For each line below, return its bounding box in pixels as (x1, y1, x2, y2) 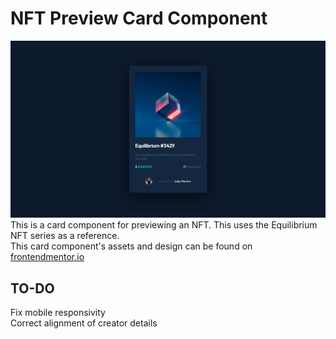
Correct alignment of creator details (10, 317, 158, 329)
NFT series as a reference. (10, 230, 120, 242)
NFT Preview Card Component (10, 7, 268, 30)
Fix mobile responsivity (10, 307, 106, 319)
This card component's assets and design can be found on (10, 240, 253, 252)
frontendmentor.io (10, 251, 85, 263)
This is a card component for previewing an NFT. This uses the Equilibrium (10, 219, 318, 231)
